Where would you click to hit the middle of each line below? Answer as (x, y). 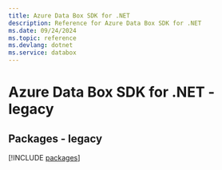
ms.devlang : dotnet (41, 45)
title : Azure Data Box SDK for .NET (69, 16)
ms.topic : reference (43, 38)
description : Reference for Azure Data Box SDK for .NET (105, 23)
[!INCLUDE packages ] (44, 158)
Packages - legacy (55, 138)
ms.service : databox (43, 53)
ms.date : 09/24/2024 (43, 30)
